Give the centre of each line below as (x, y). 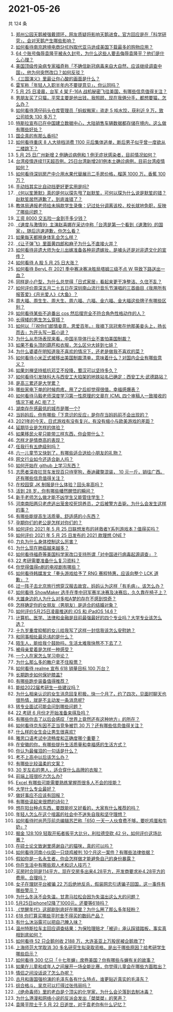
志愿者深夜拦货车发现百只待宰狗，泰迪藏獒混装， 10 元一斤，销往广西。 (90, 472)
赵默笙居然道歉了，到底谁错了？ (49, 199)
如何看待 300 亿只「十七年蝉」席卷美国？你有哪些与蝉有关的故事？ (85, 960)
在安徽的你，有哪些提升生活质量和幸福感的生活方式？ (71, 744)
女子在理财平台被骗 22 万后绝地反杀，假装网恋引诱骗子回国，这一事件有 (91, 884)
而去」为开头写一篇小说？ (42, 332)
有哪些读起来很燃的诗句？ (42, 801)
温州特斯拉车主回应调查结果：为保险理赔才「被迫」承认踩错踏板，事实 (89, 928)
